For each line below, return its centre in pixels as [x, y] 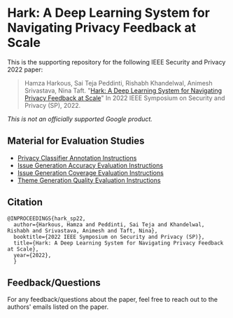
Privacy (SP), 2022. [52, 105]
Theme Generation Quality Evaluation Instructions [89, 180]
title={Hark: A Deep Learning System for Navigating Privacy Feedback [119, 243]
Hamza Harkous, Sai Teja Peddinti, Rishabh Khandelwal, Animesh [119, 83]
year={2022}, [33, 255]
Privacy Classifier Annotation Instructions [77, 158]
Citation [25, 202]
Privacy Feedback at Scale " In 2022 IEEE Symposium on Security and [125, 98]
